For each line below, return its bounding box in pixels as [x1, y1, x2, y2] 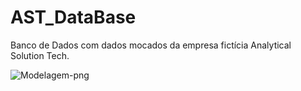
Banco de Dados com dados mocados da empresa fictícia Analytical [10, 39, 292, 51]
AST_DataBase [10, 6, 137, 29]
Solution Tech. [10, 49, 70, 61]
